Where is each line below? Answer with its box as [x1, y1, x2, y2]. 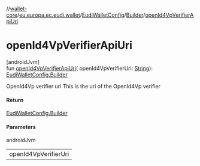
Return [6, 96, 24, 103]
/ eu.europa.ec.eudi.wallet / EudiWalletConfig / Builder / [17, 11, 146, 19]
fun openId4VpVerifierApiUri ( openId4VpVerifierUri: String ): [6, 64, 153, 72]
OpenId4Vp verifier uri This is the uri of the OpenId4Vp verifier [6, 82, 160, 90]
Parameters [6, 123, 36, 130]
